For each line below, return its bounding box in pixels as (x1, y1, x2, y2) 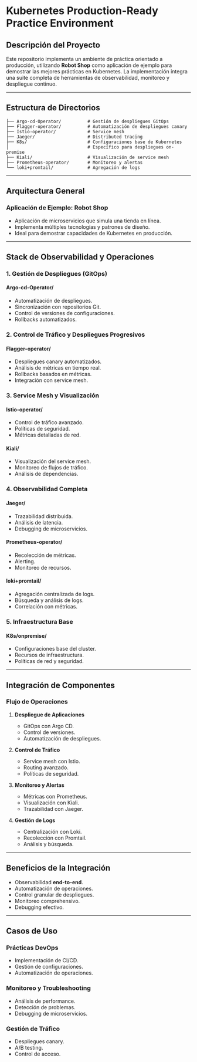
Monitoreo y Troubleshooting (6, 984, 91, 992)
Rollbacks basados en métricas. (14, 371, 92, 378)
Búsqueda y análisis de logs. (14, 597, 84, 604)
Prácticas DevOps (6, 943, 59, 952)
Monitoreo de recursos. (14, 564, 72, 571)
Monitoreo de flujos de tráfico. (14, 464, 88, 471)
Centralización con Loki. (23, 828, 82, 835)
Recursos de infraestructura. (14, 651, 84, 658)
